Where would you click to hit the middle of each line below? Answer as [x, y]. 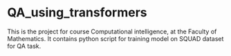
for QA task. [24, 46]
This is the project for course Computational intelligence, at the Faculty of [112, 31]
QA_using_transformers [77, 13]
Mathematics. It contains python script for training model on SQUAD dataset [115, 38]
